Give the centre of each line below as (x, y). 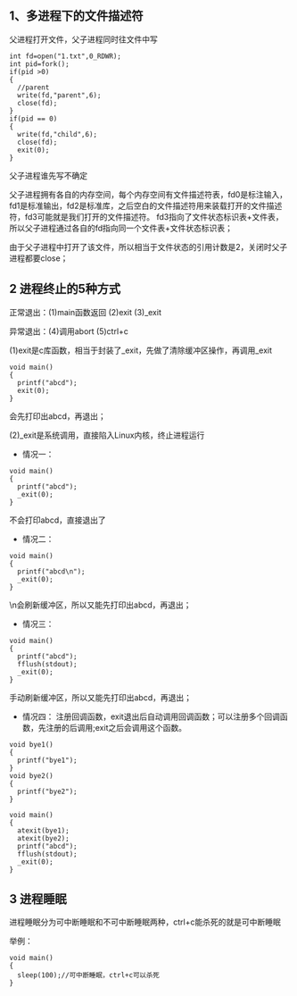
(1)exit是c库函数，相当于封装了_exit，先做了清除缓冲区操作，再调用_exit (141, 350)
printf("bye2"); (47, 791)
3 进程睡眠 (38, 899)
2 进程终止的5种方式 (65, 289)
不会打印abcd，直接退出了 (58, 520)
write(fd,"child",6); (58, 134)
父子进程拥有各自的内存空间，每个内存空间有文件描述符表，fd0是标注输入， (148, 194)
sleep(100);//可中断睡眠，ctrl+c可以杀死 (89, 975)
